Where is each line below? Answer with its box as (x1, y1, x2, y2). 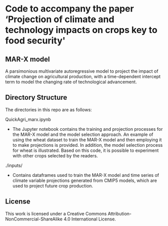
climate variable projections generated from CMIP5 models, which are (12, 177, 157, 183)
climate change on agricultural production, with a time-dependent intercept (5, 74, 161, 79)
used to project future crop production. (12, 182, 93, 188)
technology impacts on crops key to (5, 25, 158, 36)
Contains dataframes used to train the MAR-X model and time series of (12, 172, 159, 178)
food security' (5, 35, 66, 47)
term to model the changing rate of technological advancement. (5, 79, 137, 85)
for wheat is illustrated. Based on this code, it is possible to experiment (12, 147, 159, 153)
